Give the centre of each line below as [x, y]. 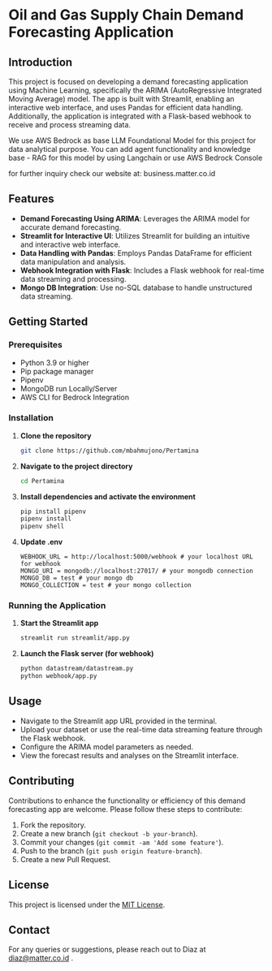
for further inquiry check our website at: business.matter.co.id [112, 173]
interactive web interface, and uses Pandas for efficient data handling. [126, 108]
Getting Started [48, 322]
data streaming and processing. [73, 278]
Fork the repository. [53, 825]
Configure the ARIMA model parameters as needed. [107, 747]
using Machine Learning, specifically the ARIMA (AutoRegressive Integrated [135, 90]
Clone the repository [56, 435]
